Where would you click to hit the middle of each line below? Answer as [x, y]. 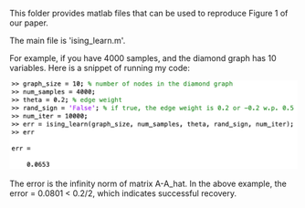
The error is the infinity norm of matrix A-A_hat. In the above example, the [148, 184]
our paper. [29, 23]
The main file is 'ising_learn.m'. [68, 41]
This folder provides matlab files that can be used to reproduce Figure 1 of [149, 13]
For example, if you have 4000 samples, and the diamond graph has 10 [143, 58]
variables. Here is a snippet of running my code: [100, 68]
